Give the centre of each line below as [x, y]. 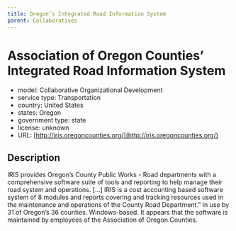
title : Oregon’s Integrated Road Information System [87, 14]
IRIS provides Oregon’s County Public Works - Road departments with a [112, 175]
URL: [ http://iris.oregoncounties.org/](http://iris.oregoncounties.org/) [118, 135]
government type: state [52, 120]
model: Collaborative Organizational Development [90, 90]
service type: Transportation [59, 98]
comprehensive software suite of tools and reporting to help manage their [115, 182]
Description [34, 158]
